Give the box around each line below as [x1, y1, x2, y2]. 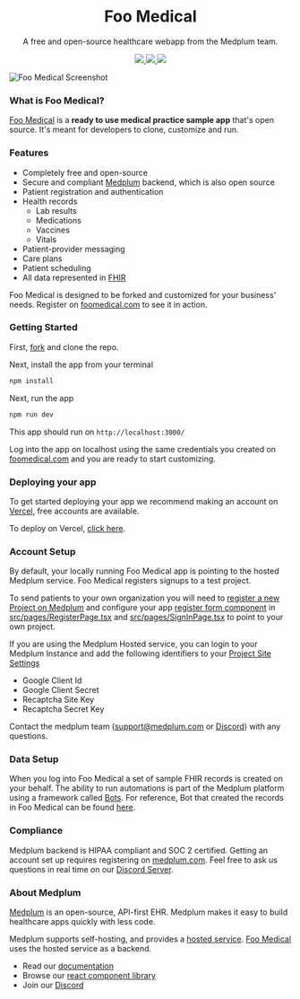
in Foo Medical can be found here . [9, 802, 136, 813]
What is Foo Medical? [9, 94, 105, 107]
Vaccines [35, 224, 70, 235]
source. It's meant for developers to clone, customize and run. [9, 124, 239, 136]
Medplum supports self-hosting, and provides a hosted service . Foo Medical [9, 933, 292, 944]
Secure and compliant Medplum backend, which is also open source [21, 177, 276, 188]
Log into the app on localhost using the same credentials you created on [9, 443, 276, 454]
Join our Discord [21, 980, 84, 991]
